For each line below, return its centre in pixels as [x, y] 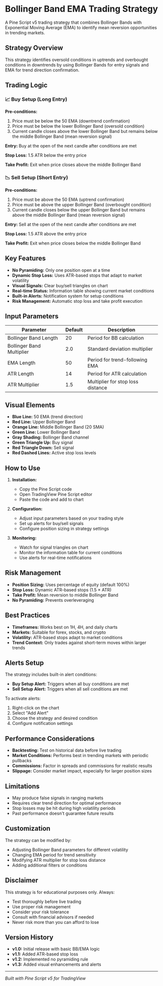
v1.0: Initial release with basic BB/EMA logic [56, 949]
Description [122, 330]
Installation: [24, 479]
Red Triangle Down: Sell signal [43, 448]
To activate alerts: [23, 698]
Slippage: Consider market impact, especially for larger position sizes [82, 771]
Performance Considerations [50, 739]
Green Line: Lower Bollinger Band [46, 432]
